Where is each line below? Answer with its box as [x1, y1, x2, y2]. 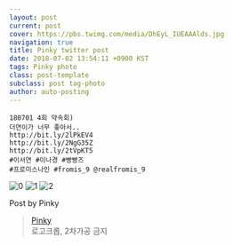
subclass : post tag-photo [9, 79, 105, 88]
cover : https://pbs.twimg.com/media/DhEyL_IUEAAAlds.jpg [9, 29, 225, 38]
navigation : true [9, 37, 74, 47]
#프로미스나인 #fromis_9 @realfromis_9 [9, 165, 146, 174]
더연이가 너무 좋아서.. [9, 122, 81, 131]
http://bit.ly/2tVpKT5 [9, 146, 93, 155]
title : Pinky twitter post [9, 46, 109, 55]
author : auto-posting [9, 87, 90, 96]
